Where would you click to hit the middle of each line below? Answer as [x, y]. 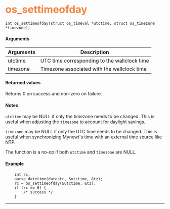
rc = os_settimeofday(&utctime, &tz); [55, 183]
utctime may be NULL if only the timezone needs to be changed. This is [80, 117]
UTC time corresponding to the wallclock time [95, 61]
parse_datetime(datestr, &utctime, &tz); [58, 179]
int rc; [22, 174]
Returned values [23, 82]
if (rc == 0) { [30, 188]
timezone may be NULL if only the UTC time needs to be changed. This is [81, 132]
